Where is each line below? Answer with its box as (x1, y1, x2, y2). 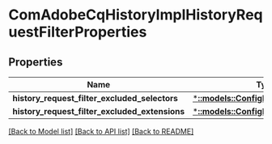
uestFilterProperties (8, 23, 147, 41)
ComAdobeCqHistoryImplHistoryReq (8, 6, 263, 24)
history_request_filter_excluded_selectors (12, 93, 178, 104)
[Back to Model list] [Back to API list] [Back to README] (8, 127, 194, 136)
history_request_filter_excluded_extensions (12, 106, 185, 116)
